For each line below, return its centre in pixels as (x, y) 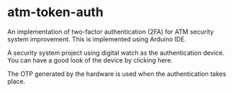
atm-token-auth (56, 12)
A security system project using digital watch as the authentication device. (116, 53)
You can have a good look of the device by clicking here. (90, 60)
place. (17, 81)
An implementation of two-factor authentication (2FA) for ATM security (110, 32)
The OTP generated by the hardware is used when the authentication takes (117, 74)
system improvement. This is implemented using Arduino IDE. (97, 39)
